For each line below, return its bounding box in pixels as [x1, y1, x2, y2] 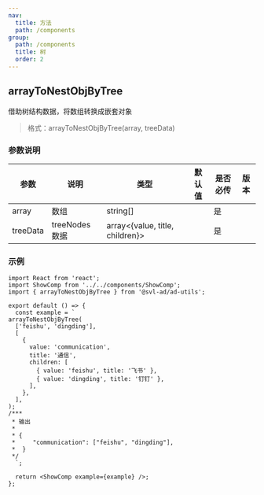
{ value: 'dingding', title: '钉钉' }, [36, 375, 165, 383]
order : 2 [15, 56, 44, 64]
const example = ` [15, 308, 76, 317]
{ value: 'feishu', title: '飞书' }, [36, 367, 157, 375]
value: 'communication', [28, 343, 111, 351]
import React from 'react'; [8, 275, 101, 283]
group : [8, 33, 30, 42]
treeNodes [51, 219, 91, 230]
